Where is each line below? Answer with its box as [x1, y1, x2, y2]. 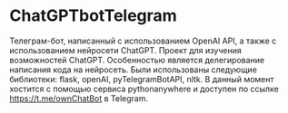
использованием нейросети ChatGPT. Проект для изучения [9, 44, 243, 55]
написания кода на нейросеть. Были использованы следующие [9, 64, 257, 75]
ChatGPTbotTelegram [9, 5, 177, 26]
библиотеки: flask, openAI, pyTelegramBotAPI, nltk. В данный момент [9, 73, 274, 84]
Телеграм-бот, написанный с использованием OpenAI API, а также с [9, 35, 277, 46]
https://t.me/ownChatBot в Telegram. [9, 92, 149, 104]
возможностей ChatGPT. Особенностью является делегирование [9, 54, 265, 65]
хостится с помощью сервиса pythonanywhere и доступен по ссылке [9, 83, 279, 94]
